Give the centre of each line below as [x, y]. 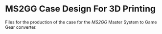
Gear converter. [21, 27]
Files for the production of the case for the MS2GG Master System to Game [81, 22]
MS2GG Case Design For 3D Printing [81, 9]
